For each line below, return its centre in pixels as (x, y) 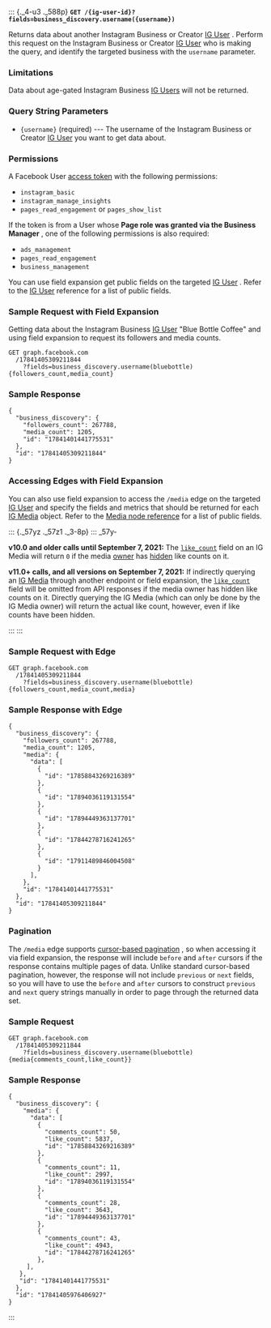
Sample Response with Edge (66, 710)
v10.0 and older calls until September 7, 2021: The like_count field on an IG (136, 547)
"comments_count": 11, (83, 1168)
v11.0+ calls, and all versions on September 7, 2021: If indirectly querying (132, 571)
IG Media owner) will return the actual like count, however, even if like (124, 606)
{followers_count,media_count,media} (72, 690)
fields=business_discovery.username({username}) (92, 19)
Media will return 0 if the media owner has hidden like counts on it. (119, 556)
